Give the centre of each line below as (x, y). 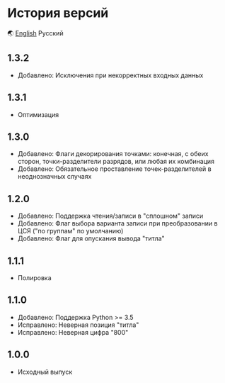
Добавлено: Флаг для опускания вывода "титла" (91, 238)
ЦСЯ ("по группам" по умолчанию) (70, 231)
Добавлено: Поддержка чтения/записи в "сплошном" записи (110, 216)
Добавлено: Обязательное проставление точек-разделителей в (114, 169)
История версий (58, 13)
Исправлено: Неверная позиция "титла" (78, 325)
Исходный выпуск (45, 372)
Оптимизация (38, 114)
